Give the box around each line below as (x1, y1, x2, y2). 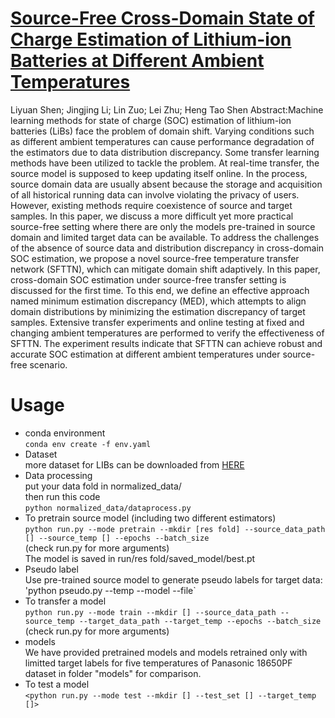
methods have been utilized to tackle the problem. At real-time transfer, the (10, 157, 320, 169)
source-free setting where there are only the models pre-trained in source (10, 220, 316, 232)
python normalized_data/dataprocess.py (24, 503, 192, 513)
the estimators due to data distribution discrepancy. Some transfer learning (10, 146, 320, 158)
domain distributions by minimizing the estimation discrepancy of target (10, 305, 306, 317)
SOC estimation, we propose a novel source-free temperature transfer (10, 252, 300, 264)
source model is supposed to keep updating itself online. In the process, (10, 167, 308, 179)
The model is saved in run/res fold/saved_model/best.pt (24, 552, 256, 564)
